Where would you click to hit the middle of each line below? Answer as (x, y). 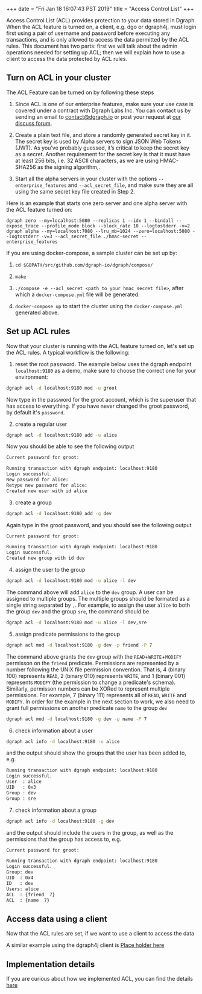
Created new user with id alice (47, 491)
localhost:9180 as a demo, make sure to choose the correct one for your (106, 370)
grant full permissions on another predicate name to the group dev (87, 708)
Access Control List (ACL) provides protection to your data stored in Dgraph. (101, 20)
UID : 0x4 (20, 878)
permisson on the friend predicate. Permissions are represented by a (93, 663)
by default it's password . (36, 412)
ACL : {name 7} (28, 900)
